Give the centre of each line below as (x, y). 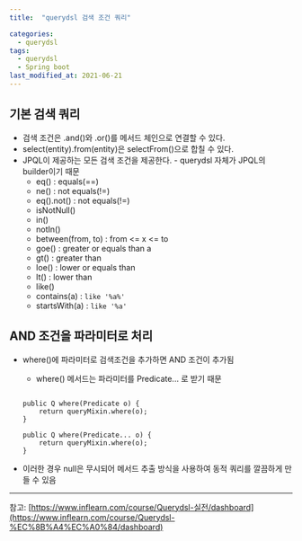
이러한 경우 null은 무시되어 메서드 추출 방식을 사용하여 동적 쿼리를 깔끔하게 (152, 468)
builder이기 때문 (51, 171)
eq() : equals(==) (67, 182)
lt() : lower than (64, 277)
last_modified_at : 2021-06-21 (66, 76)
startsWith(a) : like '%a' (81, 306)
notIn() (48, 229)
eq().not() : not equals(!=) (83, 200)
